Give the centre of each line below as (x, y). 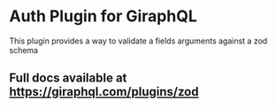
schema (23, 50)
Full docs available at (68, 78)
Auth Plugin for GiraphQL (103, 16)
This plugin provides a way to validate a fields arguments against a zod (138, 41)
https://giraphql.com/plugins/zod (104, 92)
